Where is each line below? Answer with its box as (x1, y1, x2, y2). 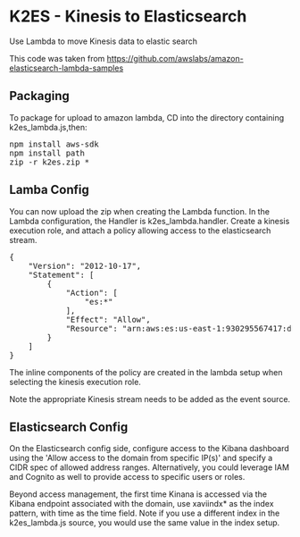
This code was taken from (9, 53, 105, 63)
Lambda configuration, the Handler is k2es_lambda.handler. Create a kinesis (9, 215, 290, 226)
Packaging (9, 88, 70, 104)
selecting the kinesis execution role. (9, 376, 141, 387)
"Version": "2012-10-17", (28, 261, 142, 271)
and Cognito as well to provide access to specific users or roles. (9, 472, 246, 482)
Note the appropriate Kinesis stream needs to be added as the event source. (9, 393, 291, 404)
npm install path (9, 147, 85, 158)
